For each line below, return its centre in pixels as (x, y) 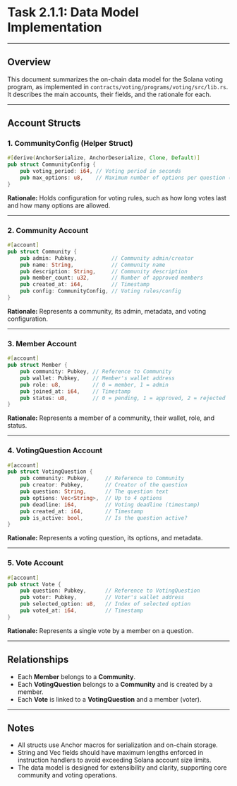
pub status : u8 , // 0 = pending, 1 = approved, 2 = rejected (123, 398)
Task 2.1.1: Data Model (73, 12)
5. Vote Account (35, 563)
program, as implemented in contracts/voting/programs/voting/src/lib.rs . (118, 86)
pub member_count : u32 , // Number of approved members (111, 278)
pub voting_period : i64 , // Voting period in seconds (101, 171)
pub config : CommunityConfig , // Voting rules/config (101, 291)
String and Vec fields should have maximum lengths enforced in (110, 753)
